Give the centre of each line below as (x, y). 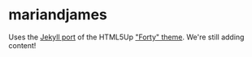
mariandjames (58, 15)
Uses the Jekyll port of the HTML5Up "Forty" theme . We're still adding (126, 37)
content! (22, 45)
